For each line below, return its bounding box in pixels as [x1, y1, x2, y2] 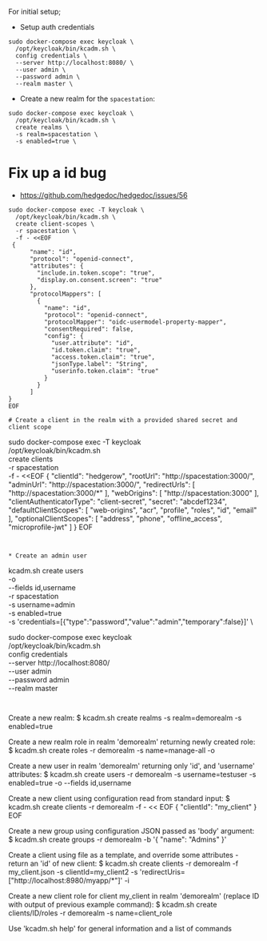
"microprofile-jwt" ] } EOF [8, 522, 94, 532]
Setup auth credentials [19, 22, 95, 31]
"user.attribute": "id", [50, 339, 134, 347]
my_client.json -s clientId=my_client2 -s [8, 867, 138, 876]
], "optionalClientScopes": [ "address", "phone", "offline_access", [8, 513, 222, 523]
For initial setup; [8, 7, 62, 16]
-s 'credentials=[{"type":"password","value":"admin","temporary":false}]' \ [8, 617, 253, 626]
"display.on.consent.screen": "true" [37, 275, 162, 284]
